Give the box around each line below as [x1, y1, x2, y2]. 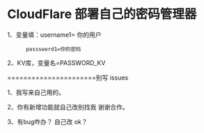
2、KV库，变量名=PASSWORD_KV [7, 58, 106, 66]
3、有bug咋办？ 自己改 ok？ [7, 117, 88, 125]
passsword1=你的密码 [25, 46, 81, 53]
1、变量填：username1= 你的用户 [7, 30, 102, 39]
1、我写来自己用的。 [7, 88, 65, 96]
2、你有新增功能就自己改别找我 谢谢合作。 [7, 103, 129, 111]
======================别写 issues [7, 73, 129, 82]
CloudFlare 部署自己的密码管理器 [7, 6, 197, 22]
